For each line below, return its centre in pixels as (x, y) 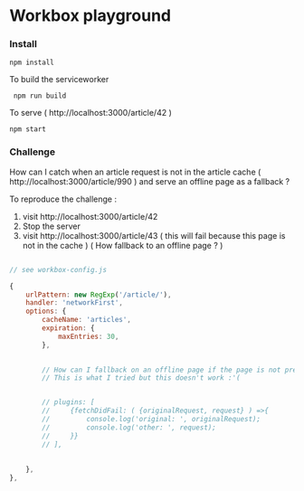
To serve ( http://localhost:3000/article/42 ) (90, 113)
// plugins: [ (68, 402)
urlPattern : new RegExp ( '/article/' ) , (99, 295)
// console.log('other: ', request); (129, 427)
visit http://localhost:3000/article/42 (90, 216)
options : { (46, 312)
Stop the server (52, 226)
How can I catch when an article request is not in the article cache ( (135, 172)
